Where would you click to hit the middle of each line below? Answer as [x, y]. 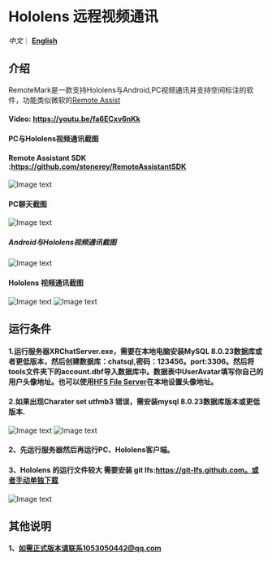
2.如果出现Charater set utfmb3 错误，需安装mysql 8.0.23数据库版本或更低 [134, 402]
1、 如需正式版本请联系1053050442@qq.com [85, 548]
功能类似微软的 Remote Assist [71, 100]
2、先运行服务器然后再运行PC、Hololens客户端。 [91, 450]
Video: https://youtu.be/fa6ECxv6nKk [74, 119]
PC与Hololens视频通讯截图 [54, 138]
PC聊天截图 [28, 204]
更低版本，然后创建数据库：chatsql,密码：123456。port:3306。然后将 [135, 361]
